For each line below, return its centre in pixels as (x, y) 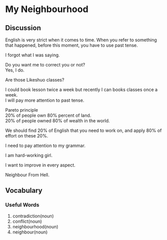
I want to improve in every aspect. (40, 165)
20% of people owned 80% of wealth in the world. (58, 121)
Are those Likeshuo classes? (35, 80)
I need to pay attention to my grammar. (45, 145)
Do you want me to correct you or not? (45, 65)
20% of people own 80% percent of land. (48, 115)
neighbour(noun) (30, 232)
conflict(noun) (27, 221)
